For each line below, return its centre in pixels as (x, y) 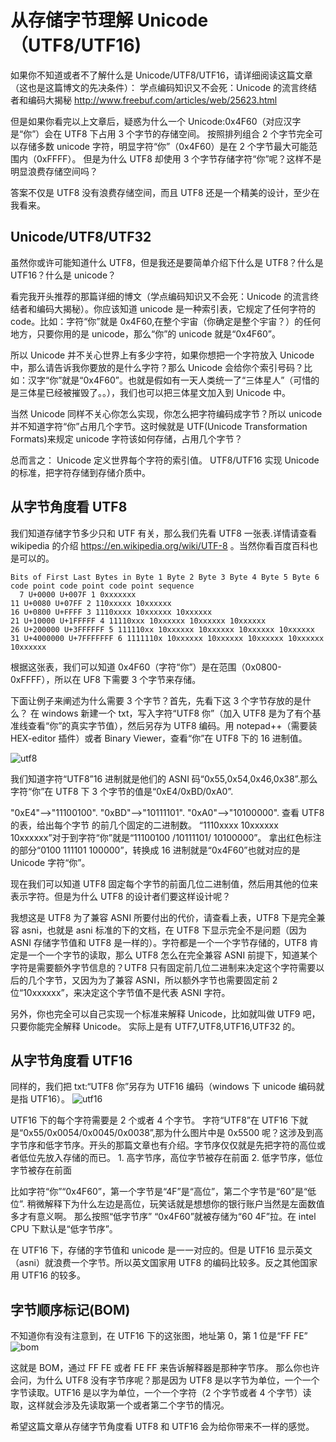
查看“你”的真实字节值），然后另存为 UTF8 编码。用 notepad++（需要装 (172, 725)
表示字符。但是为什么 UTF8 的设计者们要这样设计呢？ (121, 896)
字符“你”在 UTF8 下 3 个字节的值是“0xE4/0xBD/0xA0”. (122, 791)
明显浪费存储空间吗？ (54, 171)
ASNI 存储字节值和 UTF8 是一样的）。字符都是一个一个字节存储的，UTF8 (159, 942)
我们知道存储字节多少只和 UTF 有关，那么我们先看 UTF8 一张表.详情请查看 (163, 533)
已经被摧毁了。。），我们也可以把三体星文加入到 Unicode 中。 (168, 392)
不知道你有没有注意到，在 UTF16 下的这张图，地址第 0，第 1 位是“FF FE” (159, 1336)
